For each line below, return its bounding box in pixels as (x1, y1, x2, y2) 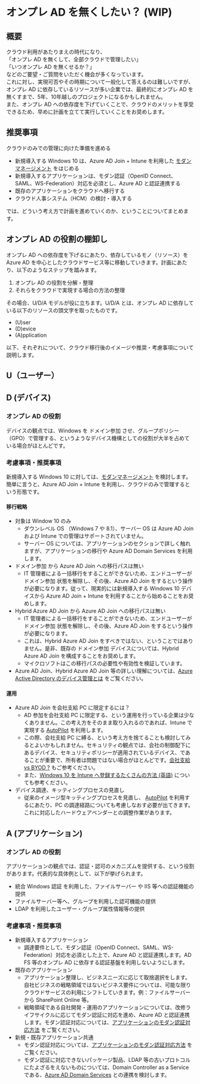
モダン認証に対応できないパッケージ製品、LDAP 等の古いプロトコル (23, 1056, 191, 1064)
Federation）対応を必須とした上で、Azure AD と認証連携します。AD (23, 951, 192, 959)
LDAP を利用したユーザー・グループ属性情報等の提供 (14, 905, 145, 913)
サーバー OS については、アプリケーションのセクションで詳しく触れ (23, 540, 191, 547)
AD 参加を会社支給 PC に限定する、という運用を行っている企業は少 (23, 712, 189, 719)
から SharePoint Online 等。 (23, 996, 93, 1004)
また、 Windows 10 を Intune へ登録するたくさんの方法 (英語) (23, 772, 173, 779)
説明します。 (6, 351, 38, 359)
